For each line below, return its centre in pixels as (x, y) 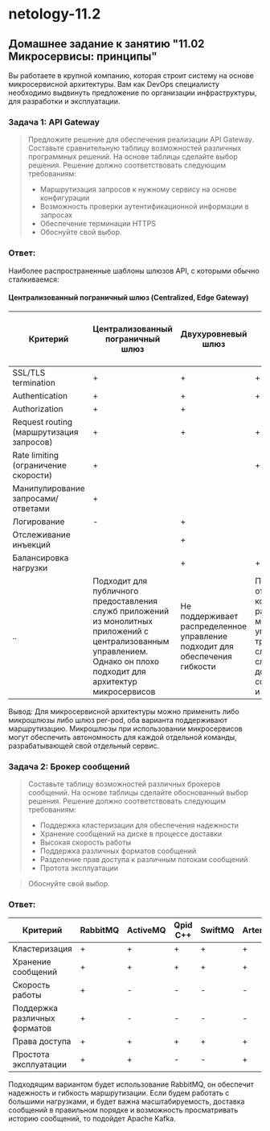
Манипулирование (49, 488)
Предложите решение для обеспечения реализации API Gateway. (141, 140)
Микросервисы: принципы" (83, 56)
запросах (56, 215)
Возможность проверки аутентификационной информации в (144, 207)
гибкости (198, 667)
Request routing (43, 422)
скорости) (32, 475)
